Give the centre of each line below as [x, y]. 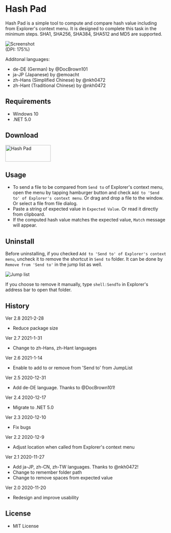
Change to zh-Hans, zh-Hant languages [55, 348]
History [17, 306]
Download [22, 135]
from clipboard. [29, 214]
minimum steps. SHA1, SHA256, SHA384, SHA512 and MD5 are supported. [84, 34]
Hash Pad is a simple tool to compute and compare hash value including [81, 23]
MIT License [26, 526]
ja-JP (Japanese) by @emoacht [46, 74]
